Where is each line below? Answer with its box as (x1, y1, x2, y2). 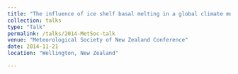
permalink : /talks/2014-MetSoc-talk (7, 30, 115, 37)
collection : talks (7, 17, 62, 24)
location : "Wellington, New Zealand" (7, 50, 119, 57)
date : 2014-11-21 (7, 43, 59, 50)
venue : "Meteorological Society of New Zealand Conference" (7, 37, 189, 44)
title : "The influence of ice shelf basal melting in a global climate (7, 10, 223, 18)
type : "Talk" (7, 23, 46, 30)
